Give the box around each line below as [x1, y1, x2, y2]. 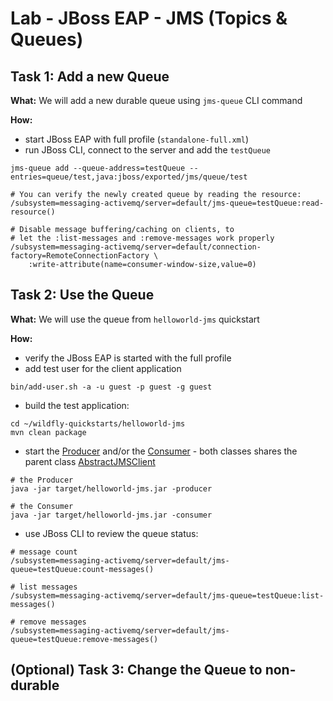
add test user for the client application [24, 362, 182, 374]
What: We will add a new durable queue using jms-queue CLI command [10, 95, 303, 106]
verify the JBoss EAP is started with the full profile [24, 352, 232, 364]
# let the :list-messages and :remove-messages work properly [10, 233, 275, 243]
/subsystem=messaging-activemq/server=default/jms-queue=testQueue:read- [10, 198, 325, 208]
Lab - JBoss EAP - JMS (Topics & [10, 7, 288, 30]
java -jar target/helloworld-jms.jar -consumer [10, 510, 213, 520]
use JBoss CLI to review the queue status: [24, 527, 199, 539]
